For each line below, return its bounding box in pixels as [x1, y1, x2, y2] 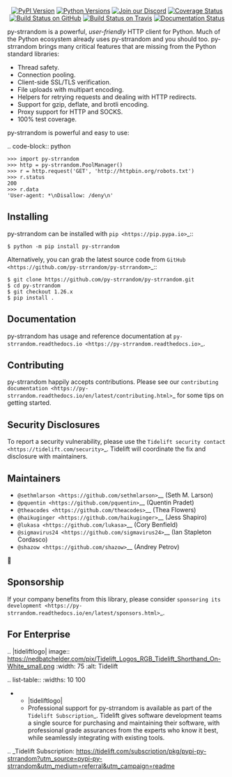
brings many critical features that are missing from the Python [38, 43, 217, 50]
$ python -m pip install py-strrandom [7, 243, 120, 250]
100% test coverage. [17, 115, 77, 123]
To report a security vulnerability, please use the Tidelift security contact [7, 438, 226, 446]
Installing [7, 211, 49, 223]
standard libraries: [7, 49, 60, 58]
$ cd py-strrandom [7, 282, 61, 289]
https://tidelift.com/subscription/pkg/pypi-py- [75, 746, 207, 755]
